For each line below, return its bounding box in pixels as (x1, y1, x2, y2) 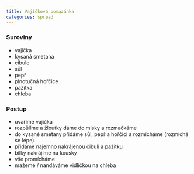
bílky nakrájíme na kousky (14, 149, 77, 156)
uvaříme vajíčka (14, 118, 53, 125)
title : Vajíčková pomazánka (6, 8, 75, 15)
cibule (14, 59, 30, 66)
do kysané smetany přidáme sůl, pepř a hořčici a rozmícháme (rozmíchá (14, 131, 189, 138)
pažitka (14, 84, 33, 91)
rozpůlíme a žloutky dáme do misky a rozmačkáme (14, 124, 137, 132)
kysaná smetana (14, 53, 54, 60)
